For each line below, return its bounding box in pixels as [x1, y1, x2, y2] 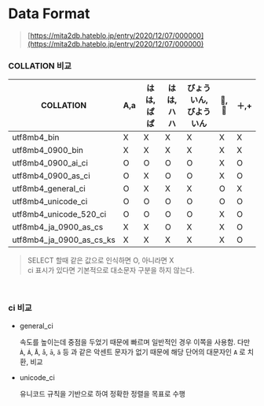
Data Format [8, 5, 90, 23]
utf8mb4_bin [12, 132, 60, 143]
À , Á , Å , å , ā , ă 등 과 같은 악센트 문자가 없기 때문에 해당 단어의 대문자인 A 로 [19, 347, 246, 356]
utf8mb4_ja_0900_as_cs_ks [12, 234, 115, 245]
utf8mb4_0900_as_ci [12, 170, 90, 181]
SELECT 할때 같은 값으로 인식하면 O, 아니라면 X [27, 255, 174, 265]
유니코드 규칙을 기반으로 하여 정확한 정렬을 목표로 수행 [19, 389, 186, 398]
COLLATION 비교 [8, 60, 72, 71]
